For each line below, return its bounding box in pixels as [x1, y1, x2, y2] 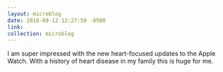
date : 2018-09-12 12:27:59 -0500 [7, 17, 106, 24]
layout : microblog [7, 10, 62, 18]
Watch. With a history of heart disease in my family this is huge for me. [7, 57, 214, 66]
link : [7, 23, 23, 30]
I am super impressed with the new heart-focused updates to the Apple [7, 49, 216, 58]
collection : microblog [7, 30, 74, 37]
